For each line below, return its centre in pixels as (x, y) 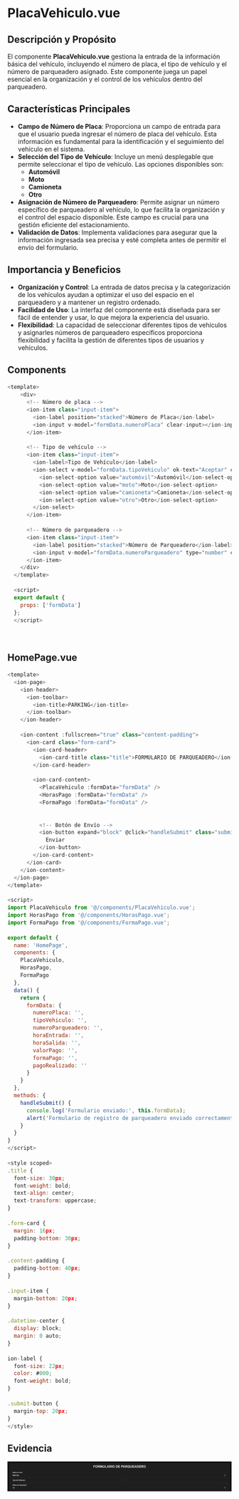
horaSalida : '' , (57, 1043)
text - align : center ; (44, 1193)
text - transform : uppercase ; (55, 1201)
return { (33, 998)
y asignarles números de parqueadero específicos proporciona (110, 332)
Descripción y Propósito (62, 40)
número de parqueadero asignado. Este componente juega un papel (107, 72)
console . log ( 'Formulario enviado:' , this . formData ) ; (106, 1110)
